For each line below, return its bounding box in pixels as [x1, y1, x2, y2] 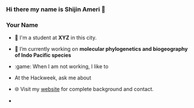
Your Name [6, 20, 39, 29]
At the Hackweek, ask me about [14, 74, 92, 81]
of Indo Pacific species [14, 52, 71, 59]
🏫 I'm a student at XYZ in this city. [14, 34, 97, 41]
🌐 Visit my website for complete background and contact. [14, 86, 154, 93]
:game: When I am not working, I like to [14, 63, 109, 70]
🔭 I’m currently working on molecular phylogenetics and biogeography [14, 46, 188, 53]
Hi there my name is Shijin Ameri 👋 [6, 5, 106, 13]
